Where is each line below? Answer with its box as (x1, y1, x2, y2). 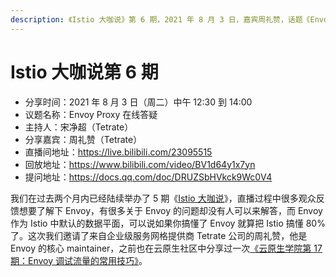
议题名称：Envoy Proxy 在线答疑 (24, 108, 158, 120)
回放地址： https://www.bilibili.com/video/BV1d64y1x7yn (24, 158, 256, 170)
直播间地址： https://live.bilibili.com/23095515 (24, 146, 213, 158)
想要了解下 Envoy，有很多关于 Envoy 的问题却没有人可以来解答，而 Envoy (18, 204, 323, 216)
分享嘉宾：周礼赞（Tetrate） (24, 133, 143, 145)
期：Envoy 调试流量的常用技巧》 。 (10, 254, 148, 266)
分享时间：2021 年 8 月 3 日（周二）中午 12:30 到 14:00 (24, 96, 253, 108)
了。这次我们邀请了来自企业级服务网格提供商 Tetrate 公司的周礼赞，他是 (10, 229, 308, 241)
